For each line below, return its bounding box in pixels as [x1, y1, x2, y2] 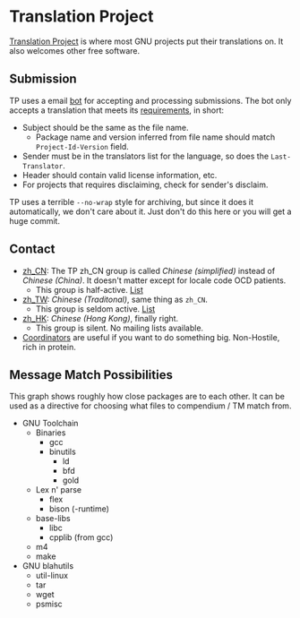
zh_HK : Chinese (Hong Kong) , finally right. [21, 313, 179, 323]
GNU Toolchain [21, 418, 79, 429]
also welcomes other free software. [9, 45, 141, 56]
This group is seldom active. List [35, 303, 156, 314]
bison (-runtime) [48, 503, 110, 514]
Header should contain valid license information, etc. [21, 169, 218, 180]
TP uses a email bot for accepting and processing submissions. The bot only [9, 95, 292, 106]
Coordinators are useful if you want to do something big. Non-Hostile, [21, 331, 280, 342]
